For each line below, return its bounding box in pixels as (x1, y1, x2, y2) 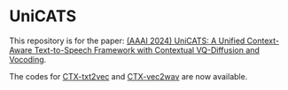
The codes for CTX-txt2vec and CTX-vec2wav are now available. (9, 71, 248, 81)
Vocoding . (9, 54, 47, 64)
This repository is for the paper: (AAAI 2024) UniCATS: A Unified (9, 35, 245, 46)
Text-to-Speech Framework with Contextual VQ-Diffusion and (34, 44, 260, 55)
